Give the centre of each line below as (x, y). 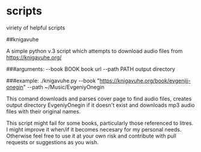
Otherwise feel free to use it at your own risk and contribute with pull (91, 136)
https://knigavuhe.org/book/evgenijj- (145, 81)
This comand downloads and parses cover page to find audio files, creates (99, 99)
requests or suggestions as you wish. (53, 142)
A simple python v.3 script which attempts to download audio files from (94, 51)
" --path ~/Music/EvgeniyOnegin (64, 87)
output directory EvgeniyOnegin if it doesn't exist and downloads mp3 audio (100, 105)
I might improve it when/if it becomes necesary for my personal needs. (94, 129)
